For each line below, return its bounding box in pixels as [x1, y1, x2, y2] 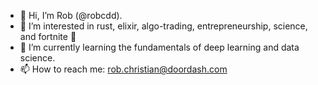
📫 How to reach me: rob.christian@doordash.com [19, 63, 228, 75]
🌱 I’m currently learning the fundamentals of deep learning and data [19, 41, 300, 53]
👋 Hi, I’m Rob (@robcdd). [19, 10, 123, 21]
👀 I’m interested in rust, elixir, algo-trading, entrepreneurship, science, [19, 20, 308, 32]
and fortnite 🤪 [19, 31, 77, 42]
